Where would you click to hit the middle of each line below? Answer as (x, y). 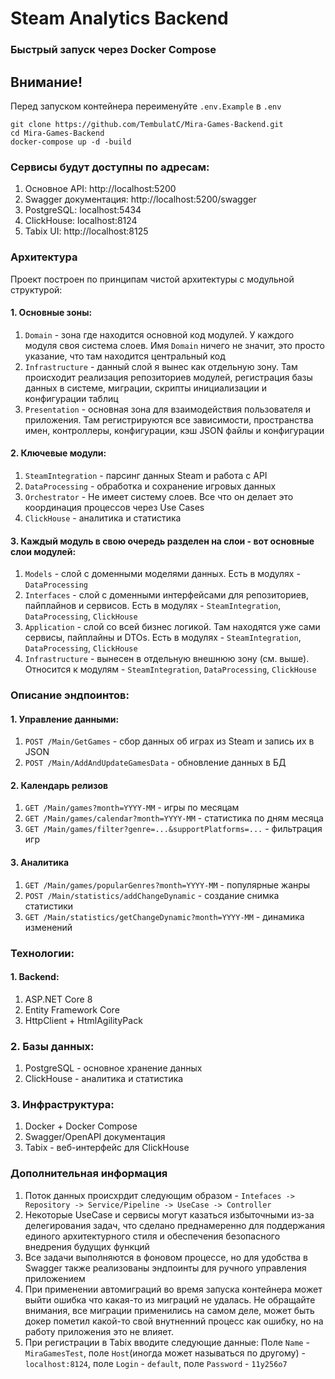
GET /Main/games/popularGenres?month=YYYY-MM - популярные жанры (167, 884)
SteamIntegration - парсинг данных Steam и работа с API (146, 475)
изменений (48, 927)
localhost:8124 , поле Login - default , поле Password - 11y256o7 (156, 1363)
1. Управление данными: (65, 719)
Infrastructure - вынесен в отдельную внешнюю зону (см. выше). (167, 659)
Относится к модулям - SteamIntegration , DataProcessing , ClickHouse (170, 669)
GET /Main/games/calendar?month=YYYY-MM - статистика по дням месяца (174, 818)
